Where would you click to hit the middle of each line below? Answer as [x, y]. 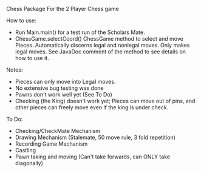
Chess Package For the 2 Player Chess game [63, 9]
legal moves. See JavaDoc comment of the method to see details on [101, 52]
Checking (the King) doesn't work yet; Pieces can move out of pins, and [105, 101]
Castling [26, 150]
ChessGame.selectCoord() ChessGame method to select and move [99, 39]
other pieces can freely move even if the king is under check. [92, 107]
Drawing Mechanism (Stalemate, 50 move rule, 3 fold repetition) [95, 137]
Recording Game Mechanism [51, 144]
